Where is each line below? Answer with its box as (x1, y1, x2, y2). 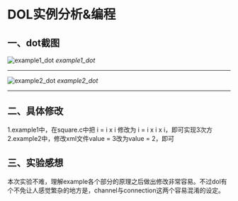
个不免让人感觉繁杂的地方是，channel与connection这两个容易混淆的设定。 (7, 185, 225, 195)
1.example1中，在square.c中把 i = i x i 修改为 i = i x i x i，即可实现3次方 (7, 125, 213, 134)
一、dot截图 (7, 37, 60, 49)
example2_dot (57, 76, 98, 85)
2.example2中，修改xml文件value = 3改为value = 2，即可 (7, 134, 175, 142)
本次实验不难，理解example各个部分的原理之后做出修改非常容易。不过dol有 (7, 177, 228, 185)
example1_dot (55, 56, 96, 64)
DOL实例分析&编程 (7, 6, 116, 23)
